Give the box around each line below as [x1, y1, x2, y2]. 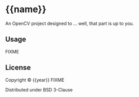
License [5, 63, 31, 72]
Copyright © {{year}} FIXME [5, 77, 65, 83]
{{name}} [5, 4, 47, 15]
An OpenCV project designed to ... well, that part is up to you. [5, 20, 134, 26]
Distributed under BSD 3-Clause [5, 86, 73, 92]
